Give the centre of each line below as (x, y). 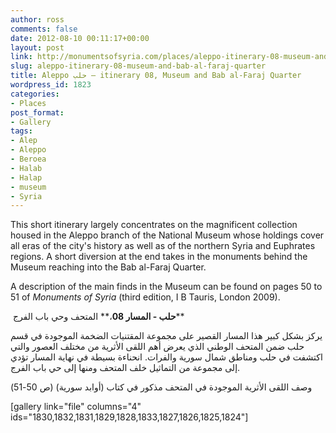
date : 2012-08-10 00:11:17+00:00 (80, 38)
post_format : (37, 112)
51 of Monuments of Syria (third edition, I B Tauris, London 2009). (145, 297)
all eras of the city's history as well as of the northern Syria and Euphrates (163, 246)
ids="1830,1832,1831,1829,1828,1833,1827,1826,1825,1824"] (129, 417)
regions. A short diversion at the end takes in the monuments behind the (159, 257)
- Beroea (28, 159)
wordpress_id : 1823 (51, 85)
